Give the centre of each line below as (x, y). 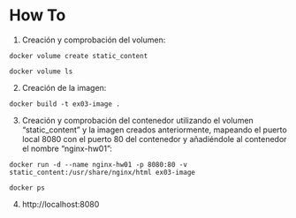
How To (38, 15)
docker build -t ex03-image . (65, 104)
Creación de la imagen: (64, 87)
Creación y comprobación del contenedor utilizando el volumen (137, 120)
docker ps (27, 188)
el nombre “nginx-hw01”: (67, 148)
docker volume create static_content (79, 56)
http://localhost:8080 (61, 204)
